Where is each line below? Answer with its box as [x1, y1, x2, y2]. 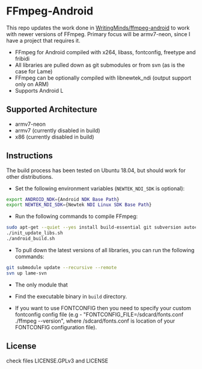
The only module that [14, 281, 68, 288]
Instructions [6, 150, 53, 161]
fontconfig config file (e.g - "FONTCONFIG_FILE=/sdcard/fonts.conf [14, 311, 184, 318]
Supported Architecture [6, 104, 97, 115]
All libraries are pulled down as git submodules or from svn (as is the [14, 61, 185, 69]
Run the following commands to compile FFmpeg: [14, 212, 138, 220]
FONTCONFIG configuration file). [14, 323, 97, 330]
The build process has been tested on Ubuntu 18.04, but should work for [6, 167, 186, 174]
